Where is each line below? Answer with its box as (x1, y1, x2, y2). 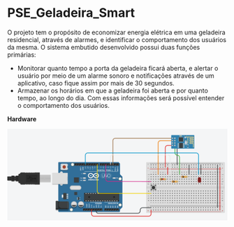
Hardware (7, 114, 37, 123)
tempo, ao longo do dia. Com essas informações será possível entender (17, 93, 225, 102)
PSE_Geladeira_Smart (7, 5, 136, 21)
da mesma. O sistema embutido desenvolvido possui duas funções (7, 43, 200, 51)
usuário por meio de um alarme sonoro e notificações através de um (17, 71, 214, 80)
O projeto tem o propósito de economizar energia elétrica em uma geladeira (7, 28, 226, 36)
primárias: (7, 50, 36, 59)
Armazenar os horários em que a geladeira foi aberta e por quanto (17, 86, 208, 95)
